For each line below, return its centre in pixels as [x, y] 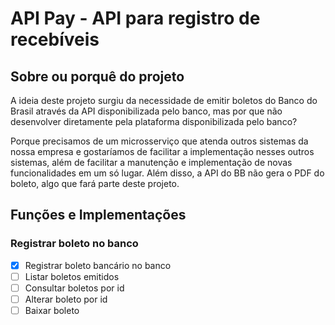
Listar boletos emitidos [72, 276]
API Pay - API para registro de [135, 18]
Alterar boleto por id [66, 299]
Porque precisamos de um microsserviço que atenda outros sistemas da [159, 141]
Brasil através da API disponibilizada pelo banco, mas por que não [146, 111]
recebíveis [55, 39]
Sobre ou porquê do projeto [97, 76]
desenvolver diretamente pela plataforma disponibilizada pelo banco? [154, 121]
